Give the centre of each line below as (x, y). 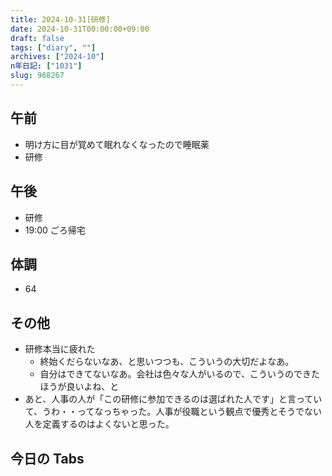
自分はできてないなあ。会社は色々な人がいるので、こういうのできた (180, 374)
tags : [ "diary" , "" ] (53, 47)
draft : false (37, 38)
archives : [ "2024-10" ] (57, 57)
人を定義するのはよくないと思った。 (99, 424)
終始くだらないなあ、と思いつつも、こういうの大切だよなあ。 (167, 362)
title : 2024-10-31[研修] (60, 19)
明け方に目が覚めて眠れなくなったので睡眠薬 (117, 144)
